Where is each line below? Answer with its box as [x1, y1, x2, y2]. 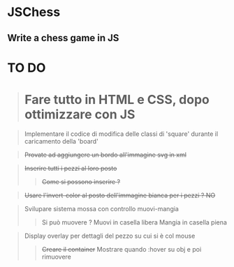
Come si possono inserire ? [41, 177, 121, 185]
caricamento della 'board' [24, 137, 99, 145]
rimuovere [41, 252, 72, 261]
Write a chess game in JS [7, 32, 119, 44]
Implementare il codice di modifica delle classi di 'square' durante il [24, 130, 219, 138]
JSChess [7, 4, 61, 20]
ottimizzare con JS [24, 106, 136, 122]
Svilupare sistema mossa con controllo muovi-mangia [24, 204, 180, 213]
